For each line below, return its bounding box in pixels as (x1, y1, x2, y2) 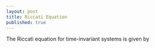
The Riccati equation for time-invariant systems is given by (6, 36, 150, 43)
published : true (6, 19, 46, 25)
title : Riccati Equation (6, 14, 67, 20)
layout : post (6, 8, 38, 15)
